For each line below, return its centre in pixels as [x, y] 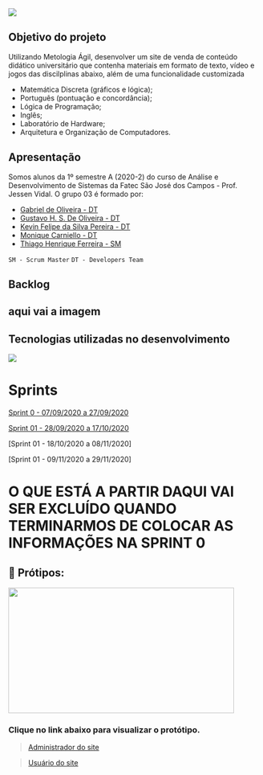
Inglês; [31, 115]
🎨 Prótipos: [36, 573]
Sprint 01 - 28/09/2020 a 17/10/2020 [69, 429]
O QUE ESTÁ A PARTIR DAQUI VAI [121, 492]
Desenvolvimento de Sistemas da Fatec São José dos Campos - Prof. [123, 185]
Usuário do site [53, 763]
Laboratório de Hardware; [63, 123]
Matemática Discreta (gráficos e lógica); [86, 89]
